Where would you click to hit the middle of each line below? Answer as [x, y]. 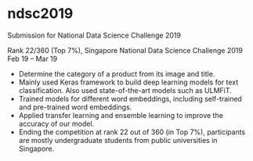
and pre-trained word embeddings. [75, 107]
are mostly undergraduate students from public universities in [118, 140]
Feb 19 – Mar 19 [33, 59]
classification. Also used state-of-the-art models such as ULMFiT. [125, 90]
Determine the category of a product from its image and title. [117, 73]
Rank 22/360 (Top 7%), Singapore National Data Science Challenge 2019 [125, 50]
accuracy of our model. [56, 123]
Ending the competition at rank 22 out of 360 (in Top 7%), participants [132, 132]
